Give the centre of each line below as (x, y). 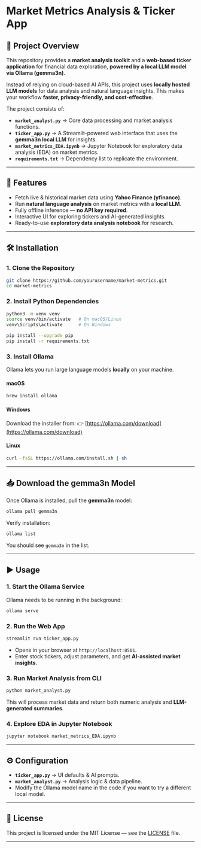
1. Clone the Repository (40, 268)
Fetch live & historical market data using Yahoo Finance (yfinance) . (98, 197)
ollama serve (22, 611)
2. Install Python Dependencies (53, 302)
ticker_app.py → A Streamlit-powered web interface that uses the (96, 133)
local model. (30, 794)
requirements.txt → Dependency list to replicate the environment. (96, 159)
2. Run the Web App (36, 626)
